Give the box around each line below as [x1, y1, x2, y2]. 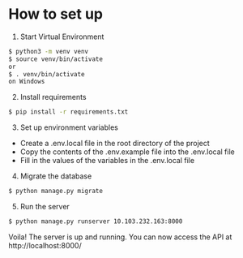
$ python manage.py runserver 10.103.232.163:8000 [8, 217, 183, 226]
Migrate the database [19, 171, 92, 181]
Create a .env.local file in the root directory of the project [19, 139, 211, 148]
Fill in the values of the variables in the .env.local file [19, 156, 195, 166]
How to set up [8, 5, 104, 24]
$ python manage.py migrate [8, 187, 104, 196]
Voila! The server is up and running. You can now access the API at [8, 232, 232, 242]
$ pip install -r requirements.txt [8, 108, 129, 116]
